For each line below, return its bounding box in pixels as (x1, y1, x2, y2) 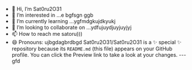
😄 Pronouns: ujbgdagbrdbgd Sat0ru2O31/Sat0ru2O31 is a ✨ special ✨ (11, 39, 181, 46)
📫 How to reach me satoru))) (11, 31, 83, 37)
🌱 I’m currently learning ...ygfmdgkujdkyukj (11, 18, 116, 24)
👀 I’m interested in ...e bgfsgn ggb (11, 12, 94, 19)
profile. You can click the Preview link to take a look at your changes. (11, 51, 178, 58)
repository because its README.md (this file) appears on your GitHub (11, 45, 173, 52)
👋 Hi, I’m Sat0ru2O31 (11, 6, 62, 12)
